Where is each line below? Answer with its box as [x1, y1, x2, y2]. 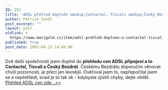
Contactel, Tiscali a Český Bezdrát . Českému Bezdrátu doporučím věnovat [5, 63, 161, 69]
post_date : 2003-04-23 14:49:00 [5, 44, 72, 49]
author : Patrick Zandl [5, 16, 52, 21]
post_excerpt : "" [5, 21, 41, 26]
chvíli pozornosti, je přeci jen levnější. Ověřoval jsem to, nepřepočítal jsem [5, 68, 157, 75]
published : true [5, 40, 39, 45]
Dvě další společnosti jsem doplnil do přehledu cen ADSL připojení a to [5, 58, 152, 64]
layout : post [5, 26, 32, 31]
